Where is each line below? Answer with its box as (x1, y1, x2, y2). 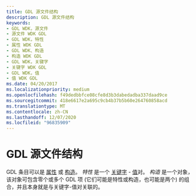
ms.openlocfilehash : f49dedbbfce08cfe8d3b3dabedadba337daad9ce (6, 92, 168, 98)
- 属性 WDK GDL (6, 42, 43, 48)
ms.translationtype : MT (6, 103, 66, 109)
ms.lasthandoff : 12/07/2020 (6, 114, 77, 120)
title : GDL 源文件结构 (6, 8, 59, 15)
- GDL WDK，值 (6, 70, 40, 76)
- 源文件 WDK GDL (6, 31, 47, 37)
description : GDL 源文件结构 (6, 14, 75, 20)
